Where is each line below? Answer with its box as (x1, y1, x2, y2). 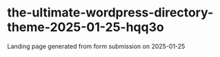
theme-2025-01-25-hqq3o (7, 19, 164, 35)
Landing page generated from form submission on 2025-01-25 (7, 42, 186, 50)
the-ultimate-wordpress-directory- (7, 5, 214, 21)
